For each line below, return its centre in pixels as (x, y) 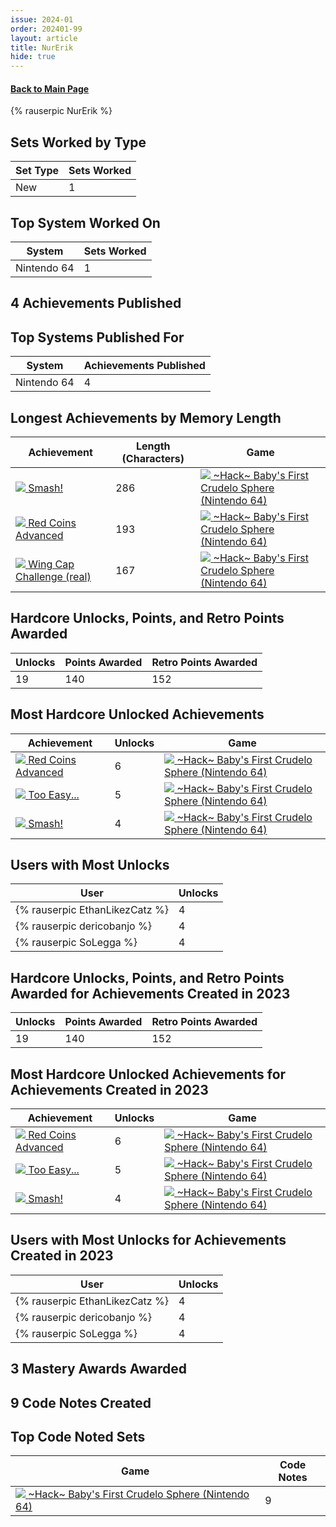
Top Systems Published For (97, 337)
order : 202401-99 (46, 29)
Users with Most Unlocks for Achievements (148, 1240)
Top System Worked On (85, 222)
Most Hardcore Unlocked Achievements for (148, 1074)
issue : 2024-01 (42, 19)
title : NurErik (42, 47)
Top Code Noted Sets (78, 1437)
